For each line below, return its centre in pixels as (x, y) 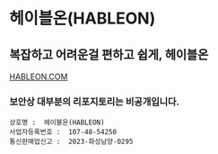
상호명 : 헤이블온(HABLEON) (57, 122)
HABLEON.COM (39, 77)
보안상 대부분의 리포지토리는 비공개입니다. (95, 102)
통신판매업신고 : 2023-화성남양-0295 (71, 142)
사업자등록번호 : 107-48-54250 (63, 132)
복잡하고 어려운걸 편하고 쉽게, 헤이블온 (109, 54)
